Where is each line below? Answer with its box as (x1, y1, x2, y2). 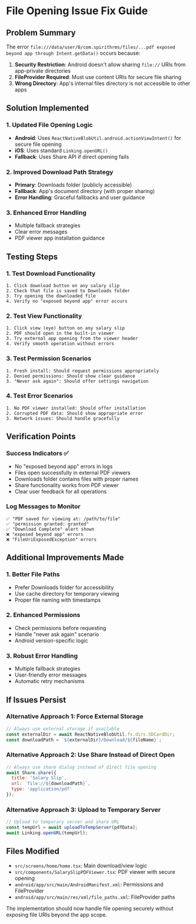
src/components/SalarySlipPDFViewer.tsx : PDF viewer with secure (14, 868, 175, 875)
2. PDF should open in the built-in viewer (6, 331, 115, 337)
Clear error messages (14, 228, 68, 236)
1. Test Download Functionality (6, 269, 96, 277)
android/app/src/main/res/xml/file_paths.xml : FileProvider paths (14, 893, 175, 900)
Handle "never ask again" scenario (14, 631, 99, 638)
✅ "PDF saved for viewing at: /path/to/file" (6, 515, 121, 522)
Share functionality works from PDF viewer (14, 481, 119, 488)
